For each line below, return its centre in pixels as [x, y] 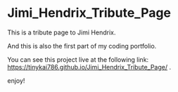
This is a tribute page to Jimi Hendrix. [62, 32]
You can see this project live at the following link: [78, 59]
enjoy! [16, 80]
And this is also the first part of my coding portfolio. [82, 46]
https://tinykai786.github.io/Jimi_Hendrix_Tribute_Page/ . [89, 67]
